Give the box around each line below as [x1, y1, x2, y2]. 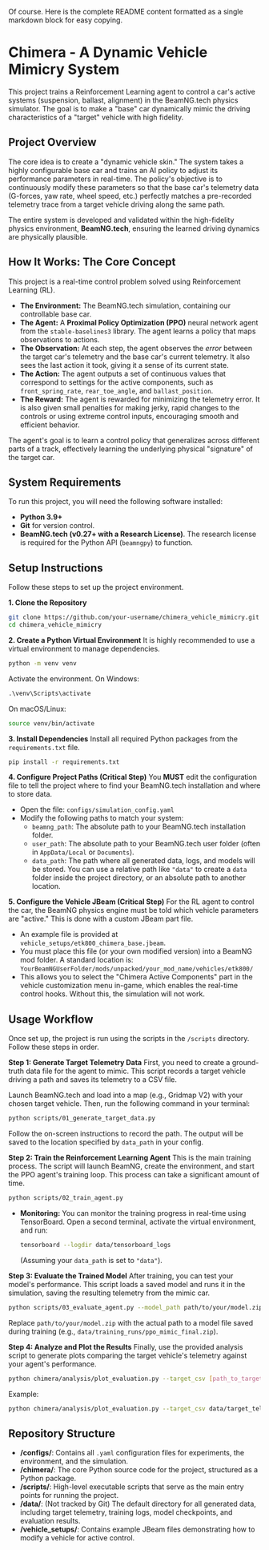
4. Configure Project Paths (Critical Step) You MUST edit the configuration [8, 773, 258, 782]
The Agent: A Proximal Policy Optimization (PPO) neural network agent [19, 317, 259, 327]
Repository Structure [8, 1427, 116, 1440]
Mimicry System [8, 60, 120, 79]
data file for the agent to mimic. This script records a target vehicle [25, 1066, 247, 1076]
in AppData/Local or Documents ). [31, 847, 134, 857]
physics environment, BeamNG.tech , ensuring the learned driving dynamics [8, 224, 260, 233]
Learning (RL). [8, 285, 56, 295]
